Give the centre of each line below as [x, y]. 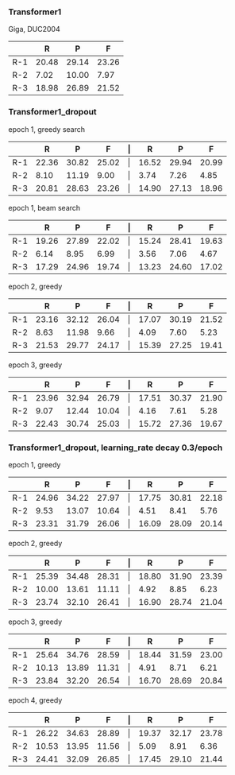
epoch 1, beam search [44, 207]
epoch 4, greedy [35, 700]
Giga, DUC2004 [35, 29]
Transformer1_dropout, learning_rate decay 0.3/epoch [116, 448]
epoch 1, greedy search [47, 129]
